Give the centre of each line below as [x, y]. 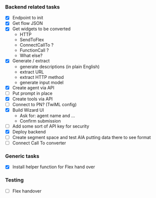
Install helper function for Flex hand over [54, 167]
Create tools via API [32, 99]
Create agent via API [33, 87]
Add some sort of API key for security [51, 126]
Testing [14, 180]
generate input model [42, 82]
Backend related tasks [33, 7]
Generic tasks [22, 156]
